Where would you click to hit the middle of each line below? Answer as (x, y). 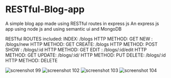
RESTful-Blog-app (45, 9)
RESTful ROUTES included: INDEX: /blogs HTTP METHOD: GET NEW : (79, 39)
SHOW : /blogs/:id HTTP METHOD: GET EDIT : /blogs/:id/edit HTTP (76, 49)
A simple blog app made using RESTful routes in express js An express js (82, 23)
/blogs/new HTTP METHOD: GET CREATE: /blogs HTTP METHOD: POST (81, 44)
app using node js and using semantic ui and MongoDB (63, 29)
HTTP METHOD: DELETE (31, 60)
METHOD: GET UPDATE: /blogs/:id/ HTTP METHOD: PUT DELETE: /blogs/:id (86, 55)
